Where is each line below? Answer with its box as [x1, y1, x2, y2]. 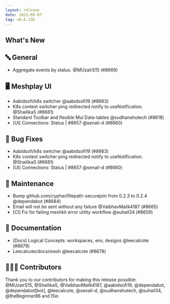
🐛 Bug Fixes [5, 135, 43, 143]
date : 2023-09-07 [5, 12, 42, 17]
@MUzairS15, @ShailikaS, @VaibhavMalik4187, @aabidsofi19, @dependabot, [5, 282, 165, 288]
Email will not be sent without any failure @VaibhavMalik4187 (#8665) [12, 204, 158, 210]
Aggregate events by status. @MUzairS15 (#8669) [12, 67, 118, 73]
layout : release [5, 7, 40, 13]
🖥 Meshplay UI [5, 82, 52, 91]
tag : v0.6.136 [5, 17, 36, 22]
